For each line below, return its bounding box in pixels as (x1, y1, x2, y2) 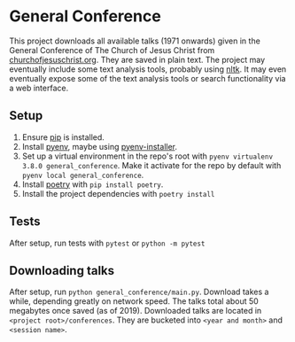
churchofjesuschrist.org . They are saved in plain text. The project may (9, 54, 266, 65)
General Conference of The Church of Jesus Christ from (9, 44, 215, 55)
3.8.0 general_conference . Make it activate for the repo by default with (21, 159, 282, 170)
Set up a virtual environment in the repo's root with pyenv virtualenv (21, 151, 273, 161)
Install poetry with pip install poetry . (21, 179, 164, 190)
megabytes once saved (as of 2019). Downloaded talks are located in (9, 306, 262, 316)
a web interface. (9, 82, 69, 93)
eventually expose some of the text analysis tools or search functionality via (9, 73, 286, 83)
